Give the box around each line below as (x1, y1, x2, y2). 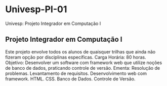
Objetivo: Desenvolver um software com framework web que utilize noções (5, 60, 162, 66)
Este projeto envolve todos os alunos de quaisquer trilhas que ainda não (5, 48, 156, 54)
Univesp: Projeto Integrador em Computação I (5, 20, 101, 26)
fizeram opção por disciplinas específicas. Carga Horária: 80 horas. (5, 54, 146, 60)
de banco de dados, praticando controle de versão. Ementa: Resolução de (5, 65, 160, 71)
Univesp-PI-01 (5, 4, 67, 15)
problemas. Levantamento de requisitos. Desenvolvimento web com (5, 70, 147, 76)
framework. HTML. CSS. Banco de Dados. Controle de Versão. (5, 75, 136, 82)
